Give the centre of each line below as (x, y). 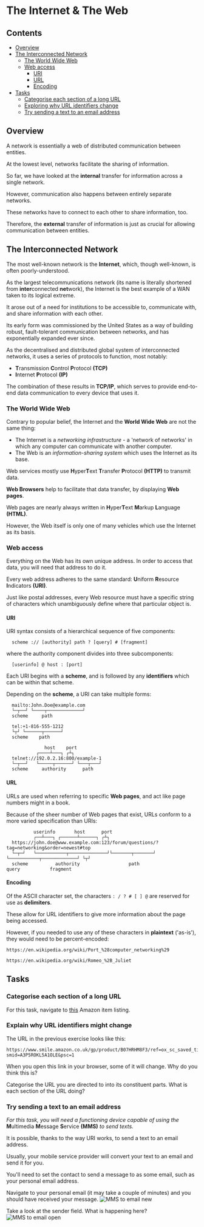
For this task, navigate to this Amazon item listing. (68, 1010)
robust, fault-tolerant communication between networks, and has (88, 331)
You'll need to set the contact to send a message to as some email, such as (100, 1175)
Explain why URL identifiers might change (69, 1025)
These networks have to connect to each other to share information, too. (97, 212)
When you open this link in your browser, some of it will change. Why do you (102, 1066)
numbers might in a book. (38, 803)
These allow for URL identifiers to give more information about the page (96, 914)
